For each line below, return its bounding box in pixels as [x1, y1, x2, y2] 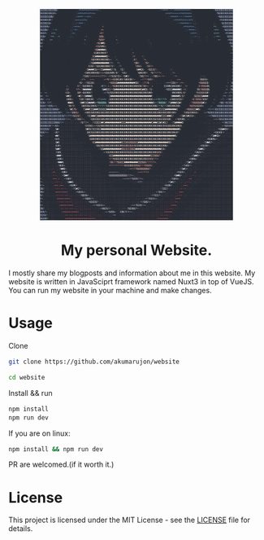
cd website [8, 373, 45, 381]
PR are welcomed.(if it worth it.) [8, 459, 115, 469]
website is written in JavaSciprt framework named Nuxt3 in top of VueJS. [8, 277, 254, 287]
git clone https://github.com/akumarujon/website [8, 358, 180, 367]
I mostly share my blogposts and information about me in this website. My [8, 268, 256, 278]
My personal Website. [60, 241, 213, 260]
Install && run [8, 388, 53, 397]
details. [8, 524, 33, 533]
